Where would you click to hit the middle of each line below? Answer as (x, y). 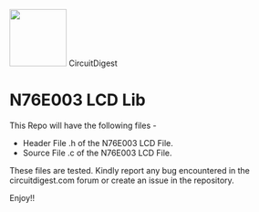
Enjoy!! (22, 197)
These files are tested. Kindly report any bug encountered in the (130, 170)
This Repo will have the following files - (83, 125)
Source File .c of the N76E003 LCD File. (97, 153)
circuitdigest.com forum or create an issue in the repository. (122, 180)
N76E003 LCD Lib (78, 100)
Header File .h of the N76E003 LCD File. (98, 143)
